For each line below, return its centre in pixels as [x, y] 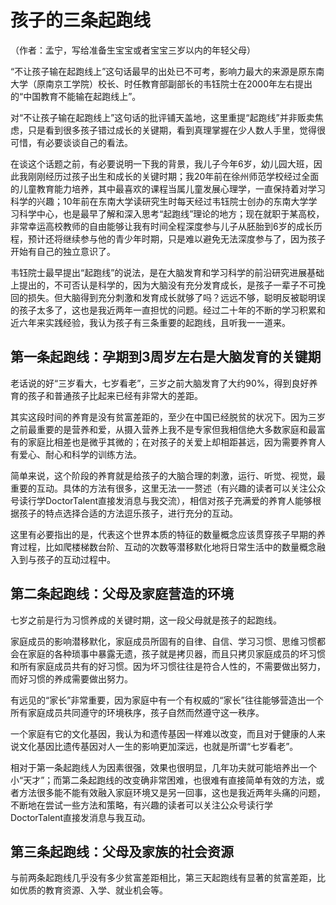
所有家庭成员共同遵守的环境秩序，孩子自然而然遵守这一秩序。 [137, 712]
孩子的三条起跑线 [81, 20]
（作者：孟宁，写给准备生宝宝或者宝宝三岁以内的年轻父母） [133, 50]
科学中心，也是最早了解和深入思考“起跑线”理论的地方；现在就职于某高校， [171, 213]
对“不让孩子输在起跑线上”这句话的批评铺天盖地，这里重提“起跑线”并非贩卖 [162, 117]
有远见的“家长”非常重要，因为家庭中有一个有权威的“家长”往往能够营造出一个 [167, 700]
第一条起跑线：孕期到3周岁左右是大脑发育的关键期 [166, 357]
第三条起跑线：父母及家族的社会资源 [122, 851]
